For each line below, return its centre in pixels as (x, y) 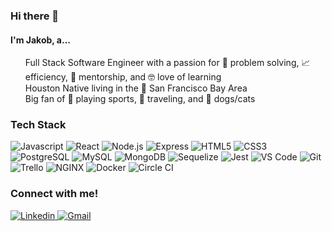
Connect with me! (54, 194)
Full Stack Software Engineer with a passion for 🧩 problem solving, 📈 (167, 63)
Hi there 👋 (35, 16)
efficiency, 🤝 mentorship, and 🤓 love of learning (123, 77)
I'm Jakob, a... (41, 40)
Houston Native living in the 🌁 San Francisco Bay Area (136, 88)
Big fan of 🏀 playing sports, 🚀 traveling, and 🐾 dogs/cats (140, 99)
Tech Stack (38, 125)
